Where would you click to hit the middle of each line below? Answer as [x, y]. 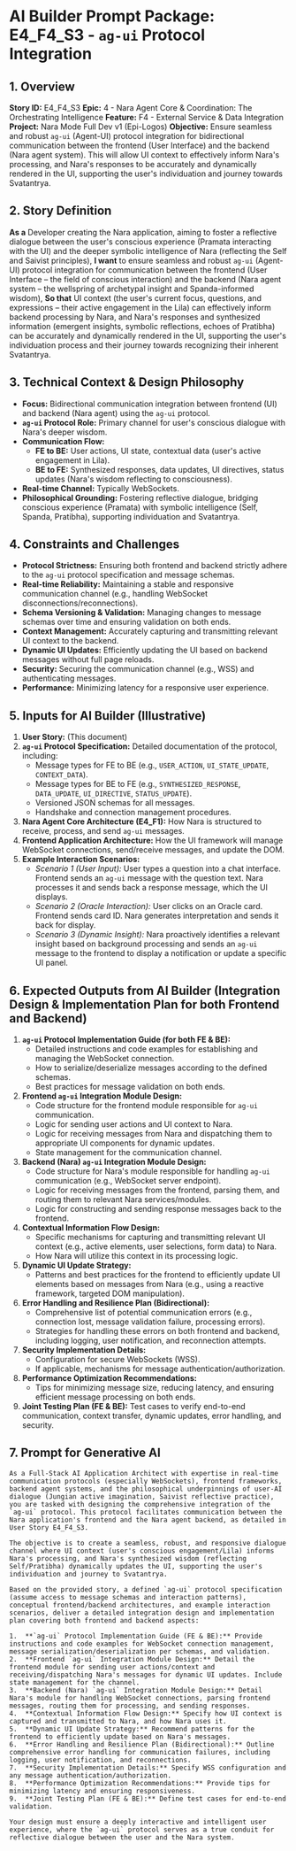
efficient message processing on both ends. [115, 1397]
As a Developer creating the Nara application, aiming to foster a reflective [143, 232]
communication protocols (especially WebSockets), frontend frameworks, [146, 1481]
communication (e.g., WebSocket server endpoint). [128, 1181]
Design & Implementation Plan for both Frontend [144, 1004]
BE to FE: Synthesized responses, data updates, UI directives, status [159, 469]
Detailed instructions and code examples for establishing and [147, 1049]
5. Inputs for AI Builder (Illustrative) [107, 716]
